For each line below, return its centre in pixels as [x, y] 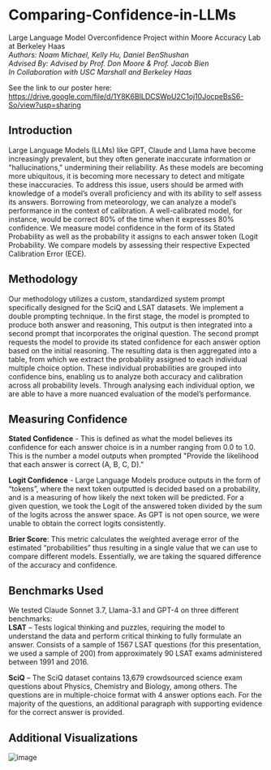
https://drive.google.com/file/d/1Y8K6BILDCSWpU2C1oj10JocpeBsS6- [126, 96]
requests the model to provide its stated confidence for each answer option [135, 342]
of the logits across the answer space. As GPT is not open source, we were [134, 515]
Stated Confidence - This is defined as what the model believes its [120, 439]
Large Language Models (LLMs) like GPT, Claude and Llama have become [132, 150]
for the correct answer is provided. [67, 712]
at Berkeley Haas [37, 45]
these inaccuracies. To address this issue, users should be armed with [126, 184]
